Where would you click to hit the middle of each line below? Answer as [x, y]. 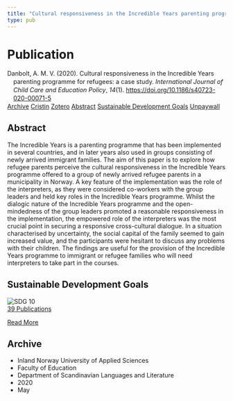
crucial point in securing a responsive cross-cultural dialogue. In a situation [114, 225]
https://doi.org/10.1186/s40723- [171, 90]
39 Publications [29, 309]
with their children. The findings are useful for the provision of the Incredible [116, 248]
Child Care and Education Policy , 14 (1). [69, 90]
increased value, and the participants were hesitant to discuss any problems [116, 241]
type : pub [21, 20]
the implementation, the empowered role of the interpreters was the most [112, 219]
